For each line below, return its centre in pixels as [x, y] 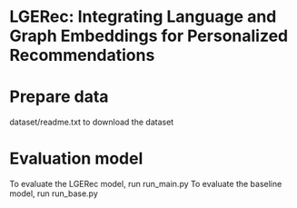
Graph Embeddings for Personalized [149, 36]
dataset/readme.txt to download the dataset [92, 122]
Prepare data [59, 97]
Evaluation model [76, 158]
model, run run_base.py [54, 193]
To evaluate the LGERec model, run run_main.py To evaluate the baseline [146, 184]
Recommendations [82, 55]
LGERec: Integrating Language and [143, 17]
